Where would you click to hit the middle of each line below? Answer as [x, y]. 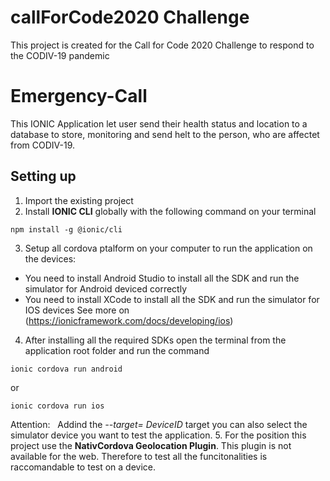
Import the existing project [79, 200]
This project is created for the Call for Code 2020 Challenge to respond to [162, 45]
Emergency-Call [79, 96]
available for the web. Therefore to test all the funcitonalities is [139, 456]
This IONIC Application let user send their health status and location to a [159, 123]
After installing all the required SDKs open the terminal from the [155, 340]
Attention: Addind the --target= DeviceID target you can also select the [159, 424]
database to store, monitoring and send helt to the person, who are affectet [165, 134]
